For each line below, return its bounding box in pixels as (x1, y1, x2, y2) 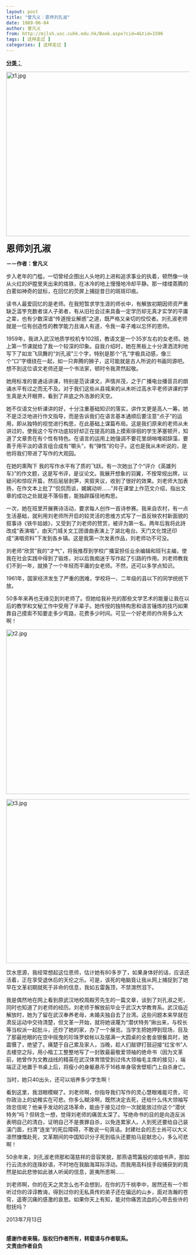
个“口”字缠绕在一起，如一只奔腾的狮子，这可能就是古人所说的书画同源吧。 (6, 357, 188, 364)
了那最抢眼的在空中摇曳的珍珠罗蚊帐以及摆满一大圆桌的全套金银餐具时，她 (6, 1034, 188, 1041)
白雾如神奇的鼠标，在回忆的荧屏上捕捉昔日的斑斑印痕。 (6, 287, 141, 295)
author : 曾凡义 (6, 25, 41, 32)
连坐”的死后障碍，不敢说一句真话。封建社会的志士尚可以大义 (39, 1126, 188, 1133)
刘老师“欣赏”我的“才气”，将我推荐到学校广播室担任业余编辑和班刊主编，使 (6, 547, 187, 554)
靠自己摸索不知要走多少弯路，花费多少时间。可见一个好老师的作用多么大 (6, 610, 183, 617)
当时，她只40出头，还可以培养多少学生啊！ (6, 1076, 112, 1083)
